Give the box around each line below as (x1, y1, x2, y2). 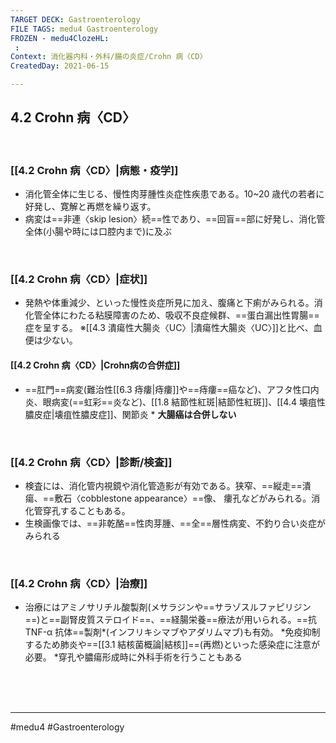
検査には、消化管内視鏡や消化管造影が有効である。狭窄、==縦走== (24, 479, 303, 491)
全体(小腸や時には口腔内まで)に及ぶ (24, 226, 173, 238)
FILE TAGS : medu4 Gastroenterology (10, 24, 159, 34)
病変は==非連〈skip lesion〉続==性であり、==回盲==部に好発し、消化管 (24, 213, 326, 225)
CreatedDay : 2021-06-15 (10, 61, 110, 71)
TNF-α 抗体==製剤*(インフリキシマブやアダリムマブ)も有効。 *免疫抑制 (24, 626, 321, 638)
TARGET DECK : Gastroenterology (10, 14, 141, 25)
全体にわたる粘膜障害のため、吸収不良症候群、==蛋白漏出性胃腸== (42, 309, 320, 321)
